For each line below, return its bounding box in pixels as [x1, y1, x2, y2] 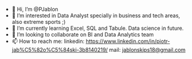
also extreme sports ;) [11, 18, 66, 25]
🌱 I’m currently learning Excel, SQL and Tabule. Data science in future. [11, 24, 184, 32]
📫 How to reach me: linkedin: [11, 38, 85, 45]
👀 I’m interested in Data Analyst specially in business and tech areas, [11, 12, 180, 19]
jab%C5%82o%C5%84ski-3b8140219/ [11, 46, 108, 53]
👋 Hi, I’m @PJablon [11, 6, 58, 13]
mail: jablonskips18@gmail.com [109, 46, 186, 53]
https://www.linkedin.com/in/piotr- [86, 38, 171, 45]
